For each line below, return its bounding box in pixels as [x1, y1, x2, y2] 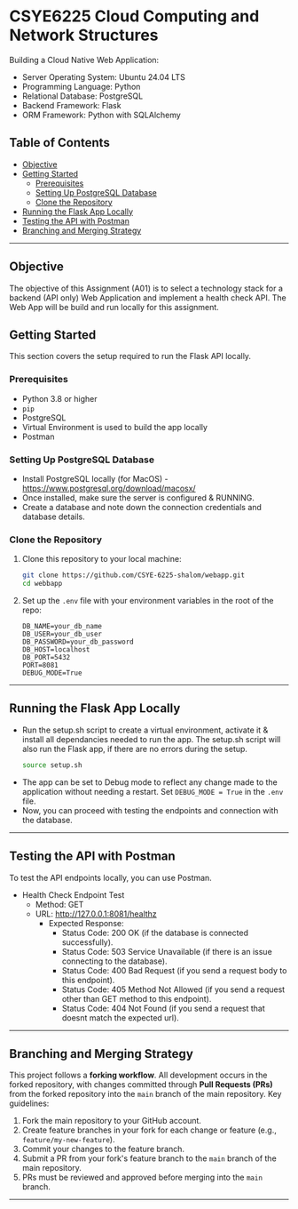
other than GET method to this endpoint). [61, 993, 212, 1004]
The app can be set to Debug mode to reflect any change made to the [21, 776, 278, 788]
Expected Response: [48, 917, 124, 928]
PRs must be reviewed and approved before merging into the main [21, 1172, 263, 1183]
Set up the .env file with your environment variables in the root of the [21, 596, 274, 606]
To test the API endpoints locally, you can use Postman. [9, 872, 213, 883]
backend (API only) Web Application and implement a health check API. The [9, 292, 286, 303]
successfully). [61, 936, 114, 948]
